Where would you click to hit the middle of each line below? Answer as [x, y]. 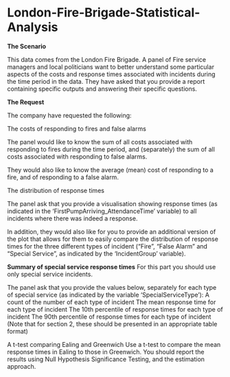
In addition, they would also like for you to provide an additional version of [112, 231]
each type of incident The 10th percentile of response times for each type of [115, 309]
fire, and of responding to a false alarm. [63, 177]
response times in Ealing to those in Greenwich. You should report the [106, 352]
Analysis [33, 27]
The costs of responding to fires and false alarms [77, 128]
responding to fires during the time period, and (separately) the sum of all [111, 149]
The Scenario [27, 46]
